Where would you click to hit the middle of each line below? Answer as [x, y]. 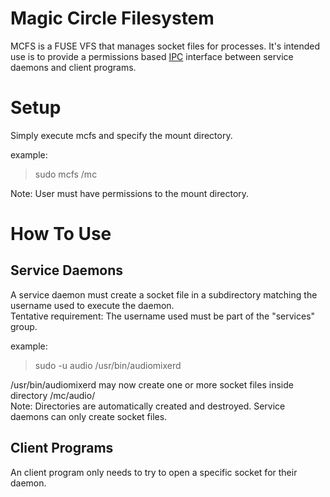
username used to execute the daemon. [92, 305]
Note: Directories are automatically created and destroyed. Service [148, 406]
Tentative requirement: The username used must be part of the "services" [163, 316]
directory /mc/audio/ [53, 395]
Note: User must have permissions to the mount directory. [130, 193]
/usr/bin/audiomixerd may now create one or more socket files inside [152, 384]
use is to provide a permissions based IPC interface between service [152, 56]
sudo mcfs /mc [66, 174]
